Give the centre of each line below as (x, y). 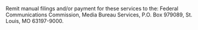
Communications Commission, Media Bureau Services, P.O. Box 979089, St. (99, 15)
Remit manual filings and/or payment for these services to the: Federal (92, 9)
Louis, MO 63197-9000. (35, 21)
